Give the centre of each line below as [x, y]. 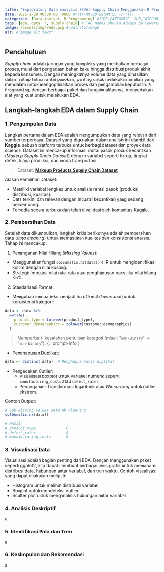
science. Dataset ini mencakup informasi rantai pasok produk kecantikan [78, 150]
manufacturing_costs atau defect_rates [59, 381]
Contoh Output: [20, 401]
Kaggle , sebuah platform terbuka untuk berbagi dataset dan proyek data [78, 145]
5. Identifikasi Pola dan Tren [39, 531]
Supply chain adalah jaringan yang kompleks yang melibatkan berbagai [77, 63]
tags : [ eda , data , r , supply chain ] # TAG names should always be [74, 23]
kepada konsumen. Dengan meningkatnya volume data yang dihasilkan [77, 74]
